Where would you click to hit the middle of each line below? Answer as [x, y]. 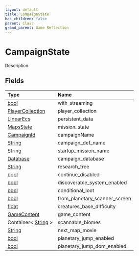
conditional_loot [76, 190]
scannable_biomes [79, 222]
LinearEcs [19, 119]
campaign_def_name [81, 142]
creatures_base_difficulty [87, 206]
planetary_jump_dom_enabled [92, 246]
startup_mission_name [83, 151]
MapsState [20, 127]
